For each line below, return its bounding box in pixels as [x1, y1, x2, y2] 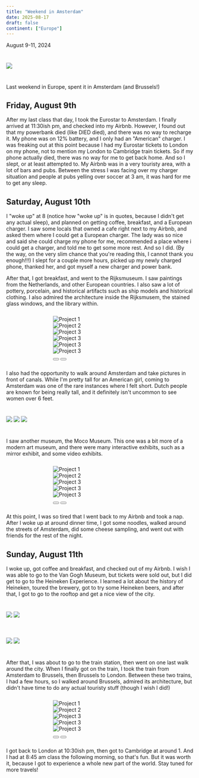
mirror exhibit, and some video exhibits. [6, 450, 103, 457]
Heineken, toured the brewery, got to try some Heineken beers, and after [6, 584, 184, 592]
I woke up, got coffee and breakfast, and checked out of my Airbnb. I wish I [6, 565, 191, 572]
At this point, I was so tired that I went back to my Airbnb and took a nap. [6, 513, 184, 520]
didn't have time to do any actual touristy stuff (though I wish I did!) [6, 684, 170, 691]
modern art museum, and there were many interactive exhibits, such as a [6, 444, 185, 450]
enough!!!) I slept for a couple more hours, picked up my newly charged [6, 257, 182, 264]
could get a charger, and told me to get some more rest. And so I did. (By [6, 244, 185, 251]
